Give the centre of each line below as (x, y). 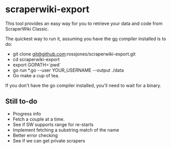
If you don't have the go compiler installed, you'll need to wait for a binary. (83, 85)
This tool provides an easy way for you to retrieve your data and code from (84, 23)
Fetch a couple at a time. (39, 119)
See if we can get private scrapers (49, 140)
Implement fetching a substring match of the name (66, 130)
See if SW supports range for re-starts (53, 124)
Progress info (27, 113)
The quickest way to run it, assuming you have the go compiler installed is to (86, 39)
